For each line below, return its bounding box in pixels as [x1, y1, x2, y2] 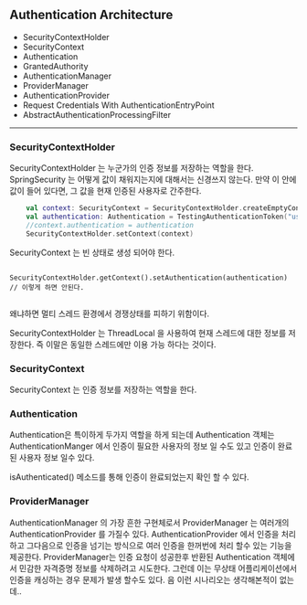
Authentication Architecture [9, 7, 174, 23]
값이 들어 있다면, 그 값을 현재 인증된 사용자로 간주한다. [9, 186, 202, 196]
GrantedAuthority [22, 60, 89, 71]
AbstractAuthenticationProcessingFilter [22, 109, 172, 120]
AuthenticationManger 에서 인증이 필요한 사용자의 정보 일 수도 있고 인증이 [9, 440, 276, 451]
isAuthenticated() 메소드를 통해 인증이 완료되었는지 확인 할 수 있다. [9, 472, 249, 483]
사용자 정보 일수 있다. [18, 452, 95, 463]
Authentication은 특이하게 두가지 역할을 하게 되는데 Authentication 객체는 [9, 430, 275, 440]
